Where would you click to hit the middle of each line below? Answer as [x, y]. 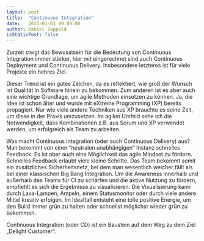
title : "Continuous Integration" [50, 18]
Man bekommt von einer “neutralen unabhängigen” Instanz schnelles [93, 148]
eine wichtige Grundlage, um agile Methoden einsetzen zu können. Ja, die [100, 97]
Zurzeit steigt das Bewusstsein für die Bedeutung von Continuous [89, 52]
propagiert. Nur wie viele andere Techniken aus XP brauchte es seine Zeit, [100, 110]
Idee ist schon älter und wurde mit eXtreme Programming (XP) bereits [94, 103]
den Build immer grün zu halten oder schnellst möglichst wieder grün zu [97, 207]
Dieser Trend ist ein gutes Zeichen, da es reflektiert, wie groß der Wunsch [99, 84]
